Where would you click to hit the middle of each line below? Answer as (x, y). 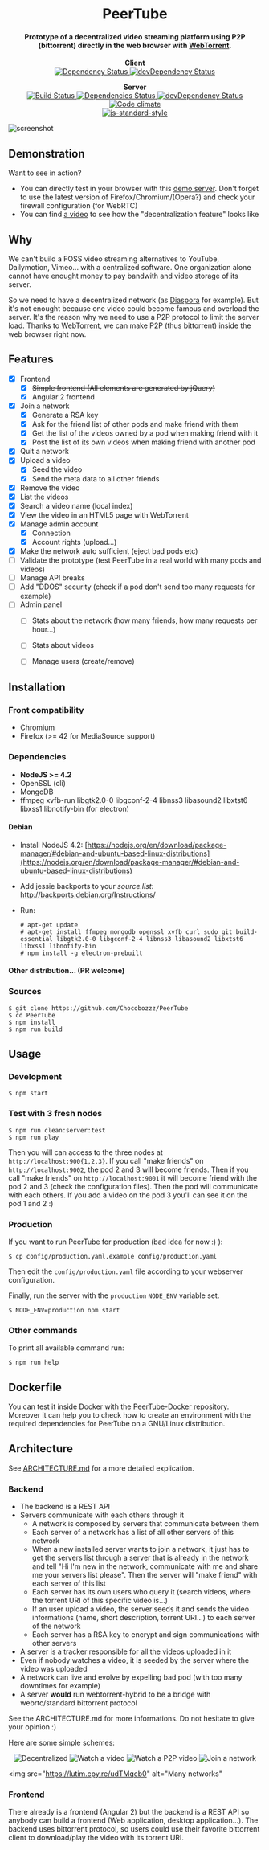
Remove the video (50, 488)
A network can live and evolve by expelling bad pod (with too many (131, 1677)
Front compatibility (46, 710)
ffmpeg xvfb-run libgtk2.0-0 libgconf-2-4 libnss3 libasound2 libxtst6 (134, 800)
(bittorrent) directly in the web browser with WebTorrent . (135, 45)
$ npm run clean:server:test (57, 1130)
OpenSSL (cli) (43, 783)
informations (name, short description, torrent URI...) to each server (143, 1618)
